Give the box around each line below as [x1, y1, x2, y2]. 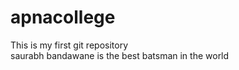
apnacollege [10, 6, 116, 29]
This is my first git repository [10, 39, 129, 51]
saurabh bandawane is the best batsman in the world [10, 49, 230, 61]
